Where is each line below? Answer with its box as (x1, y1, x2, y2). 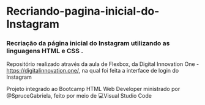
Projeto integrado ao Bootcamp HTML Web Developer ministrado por (6, 85, 181, 93)
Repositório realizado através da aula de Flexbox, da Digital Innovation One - (6, 60, 199, 68)
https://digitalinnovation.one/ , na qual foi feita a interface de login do (6, 67, 179, 74)
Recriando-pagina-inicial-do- (6, 4, 160, 18)
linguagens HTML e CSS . (6, 47, 84, 56)
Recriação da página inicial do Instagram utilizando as (6, 39, 170, 48)
